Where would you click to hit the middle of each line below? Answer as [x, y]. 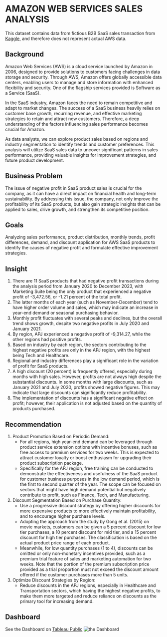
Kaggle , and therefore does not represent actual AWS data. [66, 39]
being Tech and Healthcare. [41, 356]
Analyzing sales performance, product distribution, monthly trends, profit [80, 237]
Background [24, 54]
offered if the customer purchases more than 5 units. [74, 575]
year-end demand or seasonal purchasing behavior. [66, 313]
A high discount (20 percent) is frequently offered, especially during [82, 372]
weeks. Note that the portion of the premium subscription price [84, 564]
